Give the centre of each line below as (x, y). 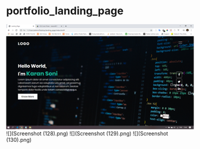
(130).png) (19, 140)
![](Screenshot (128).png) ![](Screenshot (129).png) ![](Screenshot (87, 134)
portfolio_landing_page (65, 11)
